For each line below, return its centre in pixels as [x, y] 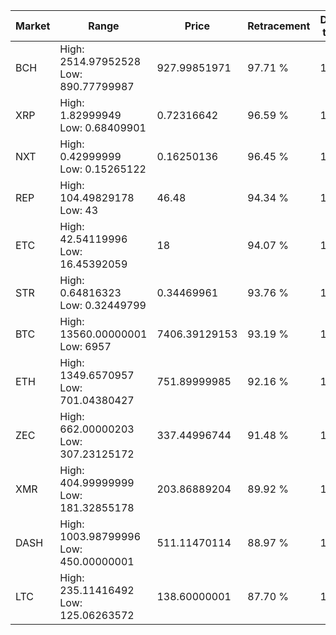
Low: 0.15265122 [103, 169]
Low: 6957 [85, 346]
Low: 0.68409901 [103, 127]
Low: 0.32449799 [103, 305]
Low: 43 [79, 210]
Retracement [279, 26]
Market [33, 26]
